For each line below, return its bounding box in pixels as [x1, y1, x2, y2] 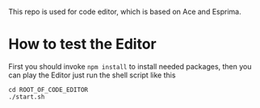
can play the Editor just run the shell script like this [8, 70, 176, 80]
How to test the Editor [8, 35, 157, 53]
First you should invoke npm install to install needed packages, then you [8, 61, 252, 71]
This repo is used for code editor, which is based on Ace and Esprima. [8, 7, 241, 16]
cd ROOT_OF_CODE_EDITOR [8, 85, 89, 93]
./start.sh [8, 93, 45, 101]
